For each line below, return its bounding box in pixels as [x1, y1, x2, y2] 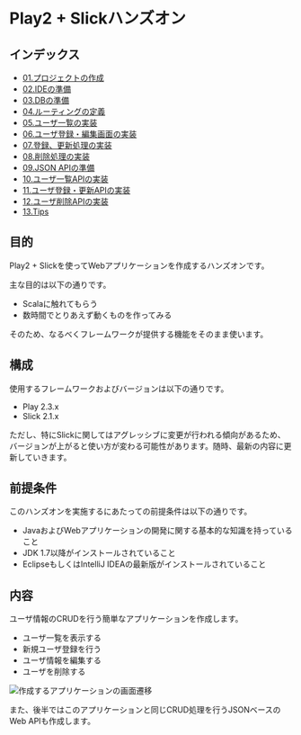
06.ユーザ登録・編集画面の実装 [22, 129, 137, 139]
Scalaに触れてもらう [22, 298, 98, 309]
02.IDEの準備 [22, 84, 72, 94]
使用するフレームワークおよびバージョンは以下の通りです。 [9, 383, 229, 394]
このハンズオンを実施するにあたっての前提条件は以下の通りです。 [9, 506, 252, 517]
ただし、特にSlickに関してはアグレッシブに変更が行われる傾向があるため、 [9, 429, 286, 440]
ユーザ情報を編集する [22, 655, 102, 666]
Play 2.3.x [22, 401, 59, 412]
